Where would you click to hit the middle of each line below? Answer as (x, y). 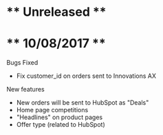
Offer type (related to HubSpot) (61, 125)
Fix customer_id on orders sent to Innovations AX (86, 76)
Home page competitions (52, 110)
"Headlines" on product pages (59, 117)
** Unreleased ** (57, 12)
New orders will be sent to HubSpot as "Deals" (83, 103)
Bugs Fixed (22, 63)
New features (26, 90)
